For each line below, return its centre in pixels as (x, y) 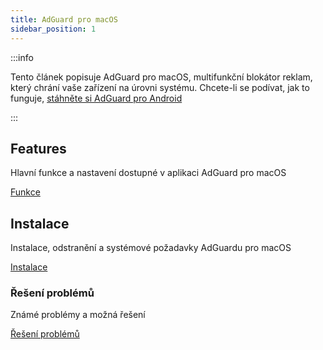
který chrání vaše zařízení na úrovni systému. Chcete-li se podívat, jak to (160, 87)
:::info (22, 57)
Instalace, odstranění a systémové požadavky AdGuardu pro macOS (151, 248)
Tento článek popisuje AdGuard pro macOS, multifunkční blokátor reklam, (161, 77)
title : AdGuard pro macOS (64, 19)
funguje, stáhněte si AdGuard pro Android (96, 98)
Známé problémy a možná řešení (78, 315)
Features (38, 148)
